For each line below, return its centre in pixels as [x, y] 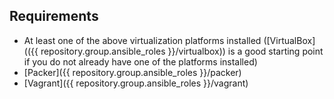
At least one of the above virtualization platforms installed [142, 40]
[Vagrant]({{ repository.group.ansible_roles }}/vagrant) [136, 83]
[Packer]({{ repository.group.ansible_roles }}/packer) [132, 72]
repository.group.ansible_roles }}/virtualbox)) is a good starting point [182, 51]
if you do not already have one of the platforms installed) [140, 61]
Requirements [54, 16]
